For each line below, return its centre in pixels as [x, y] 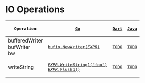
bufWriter [19, 47]
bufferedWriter [25, 40]
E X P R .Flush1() [64, 69]
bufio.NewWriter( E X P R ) [74, 47]
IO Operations [35, 9]
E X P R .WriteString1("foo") [77, 65]
